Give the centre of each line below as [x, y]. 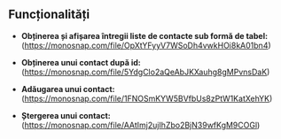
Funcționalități [49, 15]
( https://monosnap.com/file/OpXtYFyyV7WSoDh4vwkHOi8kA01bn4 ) [146, 45]
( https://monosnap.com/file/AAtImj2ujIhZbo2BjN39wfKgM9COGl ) [140, 125]
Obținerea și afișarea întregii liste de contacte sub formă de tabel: [144, 35]
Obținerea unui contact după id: [81, 62]
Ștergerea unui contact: [66, 115]
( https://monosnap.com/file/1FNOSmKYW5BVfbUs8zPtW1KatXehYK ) [147, 98]
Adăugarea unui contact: [68, 89]
